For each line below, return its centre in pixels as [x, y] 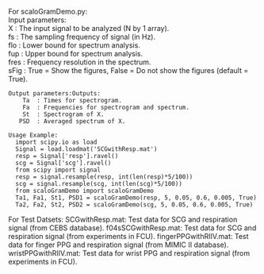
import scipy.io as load [56, 142]
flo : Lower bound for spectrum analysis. [74, 45]
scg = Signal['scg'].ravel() [63, 163]
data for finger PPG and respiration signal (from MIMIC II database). [119, 245]
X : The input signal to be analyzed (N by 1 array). [89, 28]
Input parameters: [37, 20]
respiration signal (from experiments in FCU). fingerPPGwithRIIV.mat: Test [128, 236]
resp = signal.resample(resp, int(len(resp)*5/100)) [104, 177]
